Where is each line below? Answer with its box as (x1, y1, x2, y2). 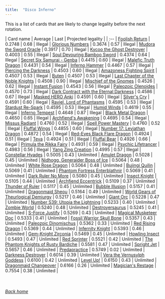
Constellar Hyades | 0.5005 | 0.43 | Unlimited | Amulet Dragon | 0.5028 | (5, 152, 153, 158)
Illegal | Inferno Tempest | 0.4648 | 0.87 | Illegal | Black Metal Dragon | (5, 110, 148, 116)
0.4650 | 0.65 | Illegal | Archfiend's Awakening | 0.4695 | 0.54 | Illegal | (5, 115, 150, 120)
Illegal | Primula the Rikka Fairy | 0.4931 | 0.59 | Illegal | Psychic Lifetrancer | (5, 141, 160, 147)
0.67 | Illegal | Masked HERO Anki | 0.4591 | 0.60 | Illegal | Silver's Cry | (5, 94, 150, 100)
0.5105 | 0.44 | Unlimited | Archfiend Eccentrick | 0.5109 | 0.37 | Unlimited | (5, 178, 158, 184)
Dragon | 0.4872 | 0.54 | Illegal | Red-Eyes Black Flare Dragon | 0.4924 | (5, 130, 152, 136)
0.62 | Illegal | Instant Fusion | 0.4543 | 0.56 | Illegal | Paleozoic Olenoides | (5, 83, 158, 89)
